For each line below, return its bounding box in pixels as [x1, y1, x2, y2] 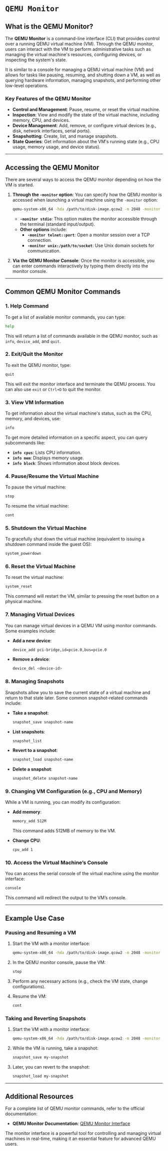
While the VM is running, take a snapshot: [12, 1045, 98, 1051]
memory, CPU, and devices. [12, 117, 70, 123]
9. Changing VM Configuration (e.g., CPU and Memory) [5, 788, 142, 795]
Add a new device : [12, 637, 52, 643]
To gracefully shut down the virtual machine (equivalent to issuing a [5, 536, 145, 542]
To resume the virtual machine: [5, 503, 69, 509]
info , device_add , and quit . [5, 338, 61, 344]
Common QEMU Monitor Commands [5, 287, 121, 296]
